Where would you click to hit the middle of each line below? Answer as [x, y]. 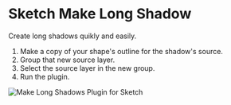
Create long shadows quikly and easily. [72, 36]
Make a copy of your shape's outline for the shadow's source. [121, 51]
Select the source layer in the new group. [87, 68]
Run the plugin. [45, 76]
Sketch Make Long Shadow [100, 14]
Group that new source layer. [67, 60]
